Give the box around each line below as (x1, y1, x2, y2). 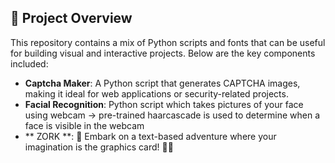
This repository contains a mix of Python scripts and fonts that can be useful (10, 36, 326, 48)
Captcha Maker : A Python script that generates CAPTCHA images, (24, 77, 301, 89)
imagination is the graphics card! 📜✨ (24, 141, 174, 153)
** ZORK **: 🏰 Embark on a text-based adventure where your (24, 130, 277, 142)
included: (10, 57, 49, 70)
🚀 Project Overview (10, 10, 133, 27)
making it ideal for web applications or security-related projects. (24, 87, 289, 100)
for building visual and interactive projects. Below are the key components (10, 47, 316, 59)
